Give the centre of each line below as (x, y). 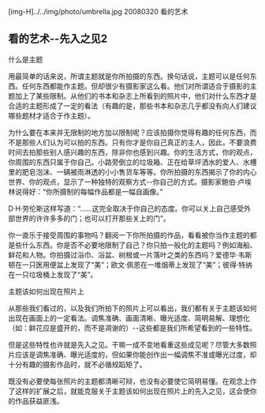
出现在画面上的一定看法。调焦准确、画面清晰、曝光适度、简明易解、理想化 (129, 317)
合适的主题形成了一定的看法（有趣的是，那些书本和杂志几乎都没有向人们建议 (132, 106)
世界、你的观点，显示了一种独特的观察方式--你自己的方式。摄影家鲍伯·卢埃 (130, 182)
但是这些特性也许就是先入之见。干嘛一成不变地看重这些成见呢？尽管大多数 (129, 344)
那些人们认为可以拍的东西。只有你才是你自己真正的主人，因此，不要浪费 (139, 142)
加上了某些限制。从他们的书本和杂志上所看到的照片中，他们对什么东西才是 (136, 96)
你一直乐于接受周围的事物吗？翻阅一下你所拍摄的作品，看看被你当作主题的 (129, 235)
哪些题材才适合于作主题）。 (51, 115)
